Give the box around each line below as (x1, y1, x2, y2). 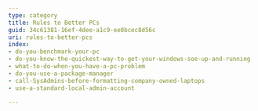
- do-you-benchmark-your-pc (8, 48, 100, 55)
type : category (8, 11, 58, 20)
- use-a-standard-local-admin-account (8, 84, 135, 92)
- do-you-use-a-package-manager (8, 70, 114, 77)
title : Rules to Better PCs (8, 19, 100, 27)
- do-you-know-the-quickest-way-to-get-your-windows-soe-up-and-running (8, 55, 251, 63)
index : (8, 41, 30, 48)
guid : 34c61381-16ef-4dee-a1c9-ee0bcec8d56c (8, 26, 156, 34)
